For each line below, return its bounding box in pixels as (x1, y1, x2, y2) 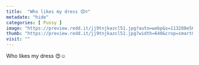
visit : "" (6, 36, 31, 42)
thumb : (6, 31, 23, 37)
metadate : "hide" (6, 14, 49, 20)
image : (6, 25, 23, 31)
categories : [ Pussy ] (6, 19, 62, 25)
